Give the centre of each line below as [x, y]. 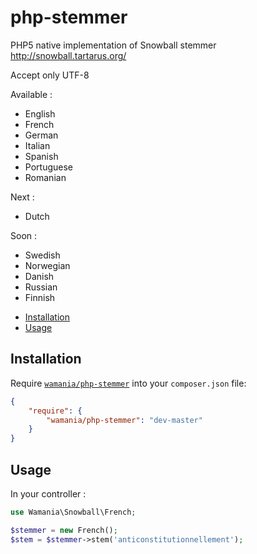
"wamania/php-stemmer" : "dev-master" [124, 420]
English [40, 113]
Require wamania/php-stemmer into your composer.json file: [128, 383]
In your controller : [48, 493]
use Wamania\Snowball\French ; [73, 512]
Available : [31, 94]
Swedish [42, 255]
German [41, 135]
